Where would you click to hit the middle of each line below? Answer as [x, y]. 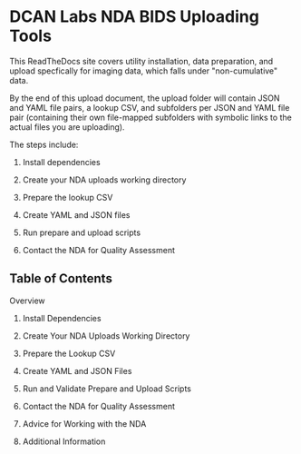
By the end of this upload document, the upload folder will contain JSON [145, 98]
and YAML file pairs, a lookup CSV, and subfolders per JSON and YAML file [150, 107]
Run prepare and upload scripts [82, 232]
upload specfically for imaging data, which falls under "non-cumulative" [144, 71]
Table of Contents [61, 279]
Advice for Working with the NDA [84, 423]
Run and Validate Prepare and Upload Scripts [107, 389]
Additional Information [64, 441]
